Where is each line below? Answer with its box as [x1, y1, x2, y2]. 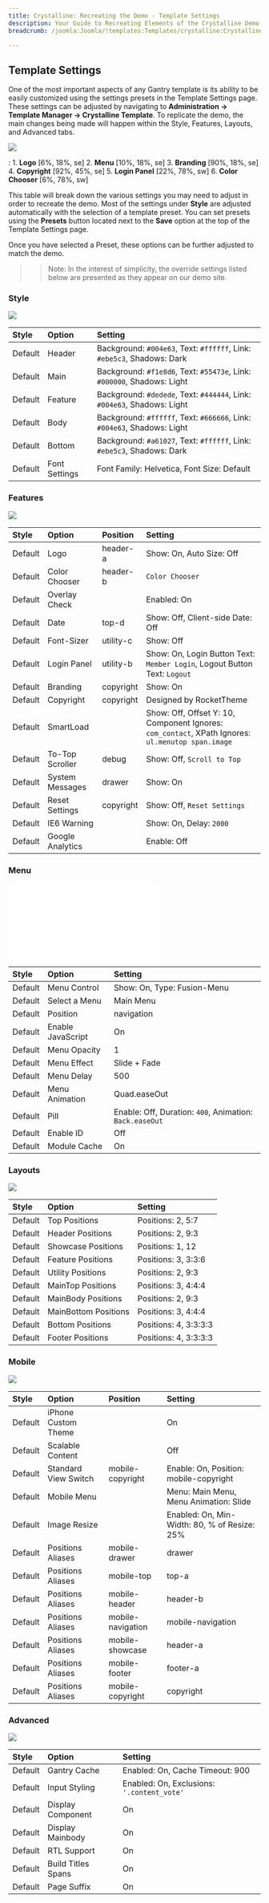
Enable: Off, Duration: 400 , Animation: [113, 1106, 254, 1118]
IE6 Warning [47, 818, 94, 829]
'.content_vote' [122, 1787, 185, 1797]
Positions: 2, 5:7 [137, 1215, 199, 1226]
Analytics [47, 840, 82, 851]
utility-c [102, 635, 133, 646]
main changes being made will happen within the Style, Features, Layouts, [8, 119, 253, 128]
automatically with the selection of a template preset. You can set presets [8, 208, 251, 217]
